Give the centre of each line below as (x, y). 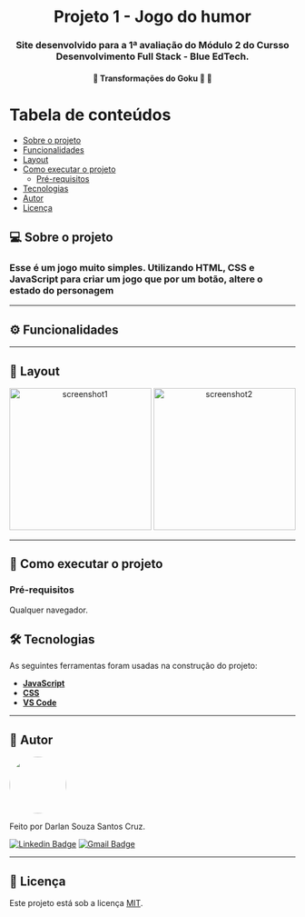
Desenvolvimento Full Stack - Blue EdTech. (152, 56)
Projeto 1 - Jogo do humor (152, 17)
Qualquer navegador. (49, 610)
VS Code (39, 703)
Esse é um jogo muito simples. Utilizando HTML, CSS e (132, 267)
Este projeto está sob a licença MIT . (76, 903)
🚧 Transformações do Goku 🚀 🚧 (152, 78)
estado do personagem (62, 290)
